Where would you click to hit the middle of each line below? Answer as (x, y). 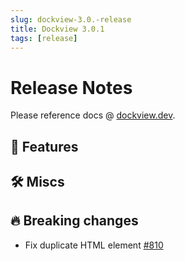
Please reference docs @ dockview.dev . (93, 115)
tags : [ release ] (44, 38)
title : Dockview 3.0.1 (57, 29)
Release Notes (71, 87)
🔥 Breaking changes (74, 221)
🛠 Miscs (37, 182)
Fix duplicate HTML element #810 (94, 245)
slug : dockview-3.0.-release (71, 19)
